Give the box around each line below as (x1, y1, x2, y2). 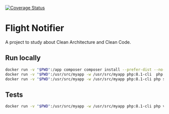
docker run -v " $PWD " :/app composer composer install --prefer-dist (5, 67, 152, 72)
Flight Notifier (5, 23, 64, 34)
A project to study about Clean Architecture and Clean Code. (5, 39, 131, 45)
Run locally (5, 53, 41, 63)
